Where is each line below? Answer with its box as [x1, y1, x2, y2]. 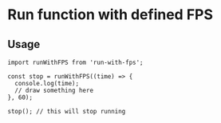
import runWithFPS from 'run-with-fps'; [7, 58, 144, 66]
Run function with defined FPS [7, 6, 213, 24]
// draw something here [14, 86, 93, 94]
